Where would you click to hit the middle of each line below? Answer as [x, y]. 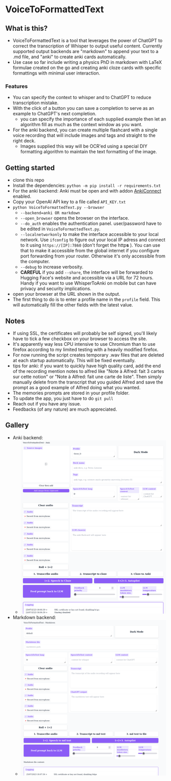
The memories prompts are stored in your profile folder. [71, 393]
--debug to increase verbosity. [52, 267]
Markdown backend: [34, 617]
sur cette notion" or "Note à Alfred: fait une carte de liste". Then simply [87, 376]
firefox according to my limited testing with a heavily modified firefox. [86, 349]
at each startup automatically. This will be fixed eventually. [74, 360]
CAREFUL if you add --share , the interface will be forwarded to [87, 272]
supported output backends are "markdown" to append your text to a [86, 51]
